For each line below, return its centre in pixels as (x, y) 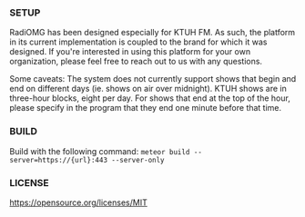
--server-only (138, 160)
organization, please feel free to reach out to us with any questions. (136, 62)
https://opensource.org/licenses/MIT (78, 202)
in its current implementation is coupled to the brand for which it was (138, 42)
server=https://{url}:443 (58, 160)
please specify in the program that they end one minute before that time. (146, 108)
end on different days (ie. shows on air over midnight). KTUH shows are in (148, 89)
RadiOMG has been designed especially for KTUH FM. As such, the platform (152, 33)
